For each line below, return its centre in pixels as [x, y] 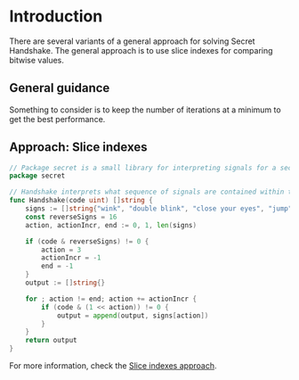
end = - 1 [57, 266]
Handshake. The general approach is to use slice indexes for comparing [141, 50]
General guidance [60, 88]
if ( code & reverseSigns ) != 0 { [87, 241]
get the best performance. [57, 119]
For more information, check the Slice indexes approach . [113, 366]
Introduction [56, 17]
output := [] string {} [65, 283]
